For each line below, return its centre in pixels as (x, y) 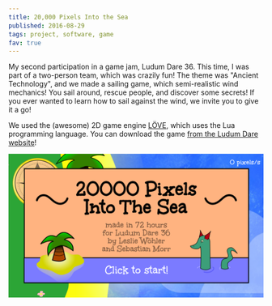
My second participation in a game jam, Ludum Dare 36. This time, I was (129, 67)
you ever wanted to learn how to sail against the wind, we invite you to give (134, 101)
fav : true (25, 43)
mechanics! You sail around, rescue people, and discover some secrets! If (132, 92)
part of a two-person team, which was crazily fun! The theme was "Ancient (134, 75)
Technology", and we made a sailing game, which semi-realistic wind (123, 84)
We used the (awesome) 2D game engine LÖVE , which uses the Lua (122, 125)
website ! (23, 142)
